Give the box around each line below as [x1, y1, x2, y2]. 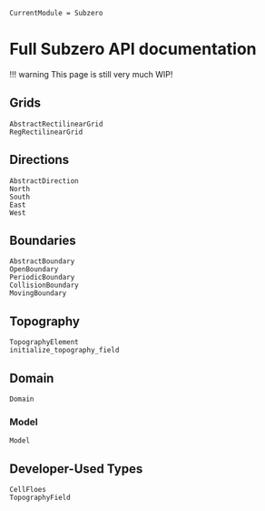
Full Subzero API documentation [9, 39, 257, 59]
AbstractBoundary [9, 257, 75, 266]
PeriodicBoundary [9, 273, 75, 282]
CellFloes [9, 485, 47, 495]
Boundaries [9, 232, 76, 248]
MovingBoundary [9, 289, 67, 298]
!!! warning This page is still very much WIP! [9, 68, 173, 79]
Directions [9, 152, 70, 168]
